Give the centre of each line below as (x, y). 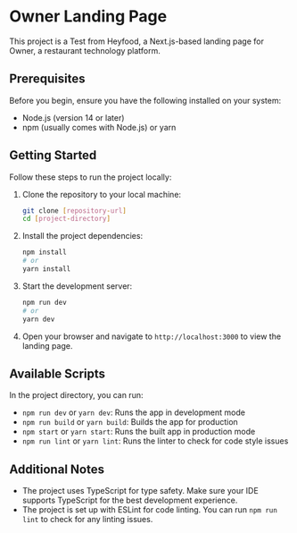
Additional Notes (57, 469)
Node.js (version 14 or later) (73, 117)
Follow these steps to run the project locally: (91, 177)
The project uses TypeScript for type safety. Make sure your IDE (140, 491)
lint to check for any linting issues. (87, 520)
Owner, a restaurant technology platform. (85, 50)
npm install (44, 252)
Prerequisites (47, 79)
